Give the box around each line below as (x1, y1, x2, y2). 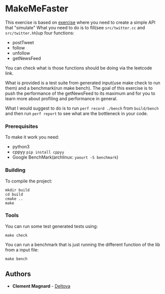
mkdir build (5, 187, 30, 192)
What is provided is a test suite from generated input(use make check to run (5, 80, 161, 86)
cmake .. (5, 196, 23, 201)
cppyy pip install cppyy (12, 149, 64, 155)
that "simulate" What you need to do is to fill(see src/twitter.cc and (5, 24, 145, 30)
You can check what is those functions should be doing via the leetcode (5, 65, 152, 71)
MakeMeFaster (5, 3, 68, 14)
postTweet (12, 39, 34, 45)
